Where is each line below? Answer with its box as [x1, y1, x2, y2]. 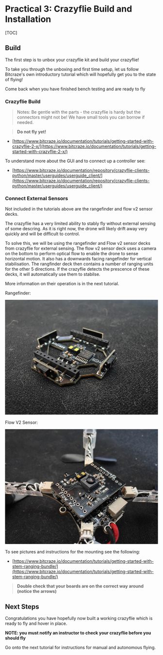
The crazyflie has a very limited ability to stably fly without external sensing [5, 221, 156, 226]
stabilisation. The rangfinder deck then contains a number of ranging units [5, 261, 154, 267]
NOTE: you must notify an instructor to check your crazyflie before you [5, 630, 151, 636]
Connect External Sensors [5, 195, 68, 202]
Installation [5, 14, 51, 25]
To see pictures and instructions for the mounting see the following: [5, 549, 140, 555]
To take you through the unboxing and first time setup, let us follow [5, 66, 139, 72]
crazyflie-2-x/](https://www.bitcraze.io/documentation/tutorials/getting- [12, 143, 157, 149]
